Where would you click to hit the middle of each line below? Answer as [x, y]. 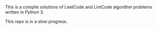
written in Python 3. [25, 12]
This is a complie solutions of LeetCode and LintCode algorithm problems [78, 7]
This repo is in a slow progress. [36, 22]
